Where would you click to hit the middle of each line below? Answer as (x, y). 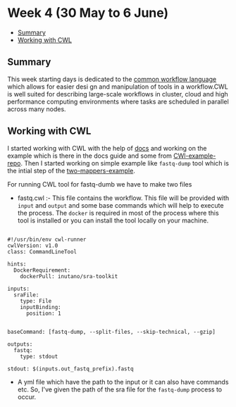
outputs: (20, 344)
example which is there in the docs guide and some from (90, 156)
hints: (17, 264)
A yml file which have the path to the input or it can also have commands (123, 382)
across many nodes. (37, 109)
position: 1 (43, 313)
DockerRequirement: (42, 270)
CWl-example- (195, 156)
